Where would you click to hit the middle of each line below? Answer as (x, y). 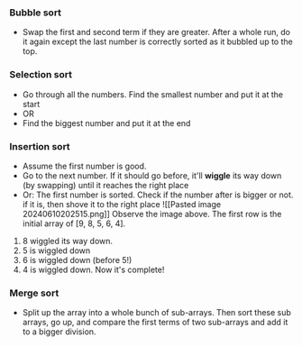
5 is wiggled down (56, 250)
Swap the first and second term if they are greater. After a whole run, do (156, 32)
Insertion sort (40, 146)
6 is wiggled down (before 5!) (77, 259)
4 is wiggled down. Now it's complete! (93, 269)
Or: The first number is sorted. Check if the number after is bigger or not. (158, 195)
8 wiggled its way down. (68, 241)
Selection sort (41, 75)
